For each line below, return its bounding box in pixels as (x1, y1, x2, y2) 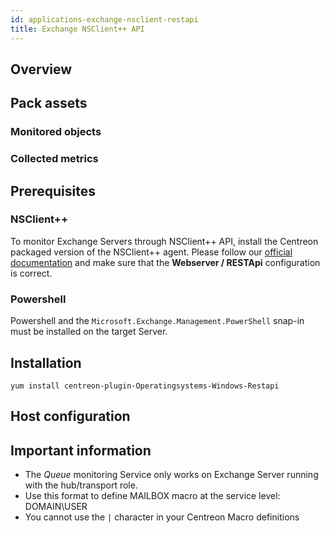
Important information (10, 442, 152, 459)
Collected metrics (10, 152, 99, 166)
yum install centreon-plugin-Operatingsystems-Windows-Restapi (10, 381, 280, 391)
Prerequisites (10, 182, 96, 200)
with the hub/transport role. (24, 479, 138, 491)
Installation (10, 354, 82, 371)
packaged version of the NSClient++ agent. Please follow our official (10, 246, 293, 258)
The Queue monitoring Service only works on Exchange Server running (24, 469, 319, 481)
